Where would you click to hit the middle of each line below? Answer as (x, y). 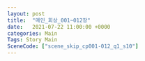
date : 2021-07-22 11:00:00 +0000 (59, 27)
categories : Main (32, 33)
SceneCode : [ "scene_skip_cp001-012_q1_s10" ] (73, 46)
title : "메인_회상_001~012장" (49, 20)
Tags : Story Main (32, 40)
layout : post (26, 14)
